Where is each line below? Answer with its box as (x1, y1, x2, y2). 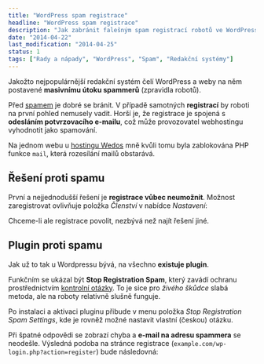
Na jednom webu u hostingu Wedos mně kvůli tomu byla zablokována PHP (8, 140, 249, 150)
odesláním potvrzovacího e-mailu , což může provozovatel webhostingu (8, 117, 244, 126)
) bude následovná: (95, 347, 159, 356)
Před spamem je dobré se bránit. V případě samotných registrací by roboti (8, 100, 250, 110)
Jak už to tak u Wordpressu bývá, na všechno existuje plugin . (8, 260, 210, 269)
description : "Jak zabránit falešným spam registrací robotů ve (8, 26, 223, 34)
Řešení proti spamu (8, 172, 105, 185)
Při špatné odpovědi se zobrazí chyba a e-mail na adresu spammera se (8, 330, 241, 340)
